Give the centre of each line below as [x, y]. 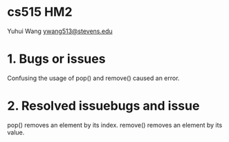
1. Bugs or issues [56, 59]
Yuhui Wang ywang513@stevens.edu [60, 31]
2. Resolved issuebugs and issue [103, 106]
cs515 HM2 [40, 12]
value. [16, 132]
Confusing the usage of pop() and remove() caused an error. [93, 78]
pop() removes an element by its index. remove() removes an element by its [115, 125]
